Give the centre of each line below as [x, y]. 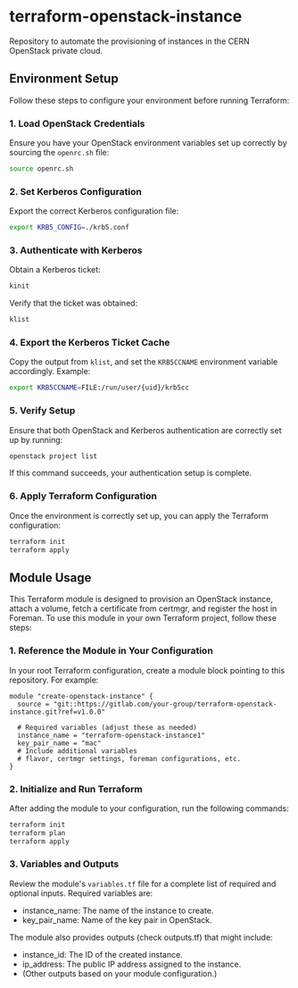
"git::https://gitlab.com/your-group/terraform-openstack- [165, 704]
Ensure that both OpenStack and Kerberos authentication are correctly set [145, 430]
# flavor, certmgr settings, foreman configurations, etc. [129, 758]
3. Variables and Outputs [64, 864]
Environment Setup [64, 79]
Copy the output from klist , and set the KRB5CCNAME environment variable [144, 362]
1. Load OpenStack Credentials [77, 123]
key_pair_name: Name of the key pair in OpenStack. [117, 920]
